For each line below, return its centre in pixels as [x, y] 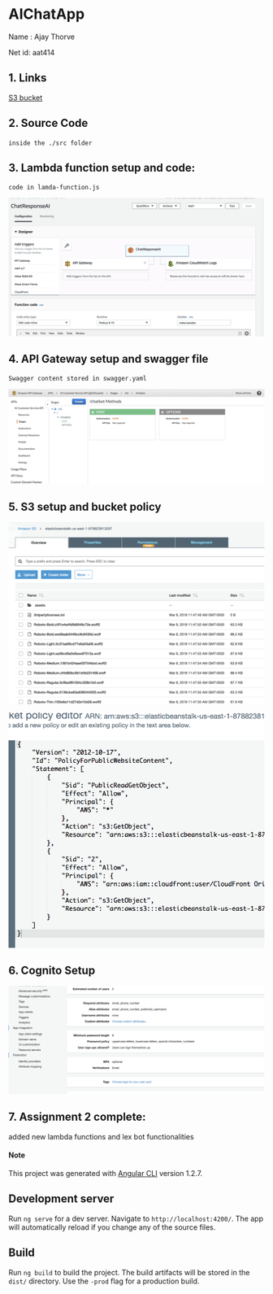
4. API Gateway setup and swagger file [108, 359]
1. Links [28, 78]
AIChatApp [47, 14]
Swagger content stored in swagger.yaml [78, 379]
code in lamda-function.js [54, 188]
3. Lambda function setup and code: [102, 168]
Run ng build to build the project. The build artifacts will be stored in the [129, 1272]
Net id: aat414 [32, 52]
